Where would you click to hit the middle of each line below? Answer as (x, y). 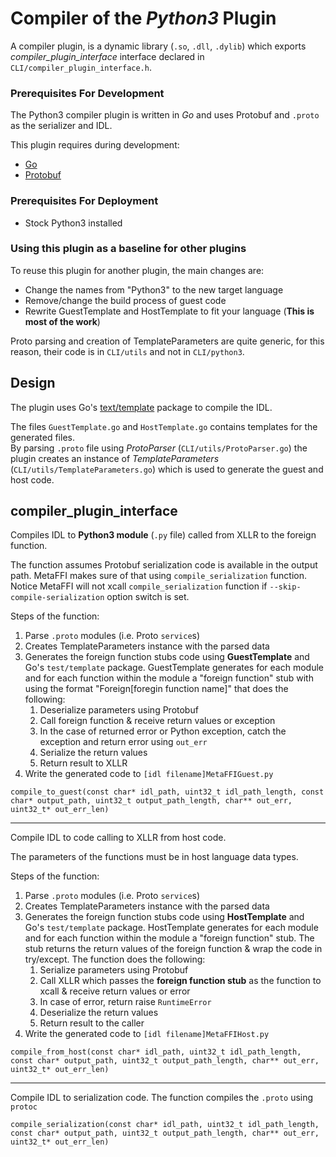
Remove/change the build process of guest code (125, 300)
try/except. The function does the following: (115, 959)
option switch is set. (148, 597)
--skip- (285, 587)
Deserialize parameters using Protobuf (119, 710)
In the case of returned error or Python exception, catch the (163, 731)
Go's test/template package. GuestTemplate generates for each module (174, 668)
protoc (24, 1107)
